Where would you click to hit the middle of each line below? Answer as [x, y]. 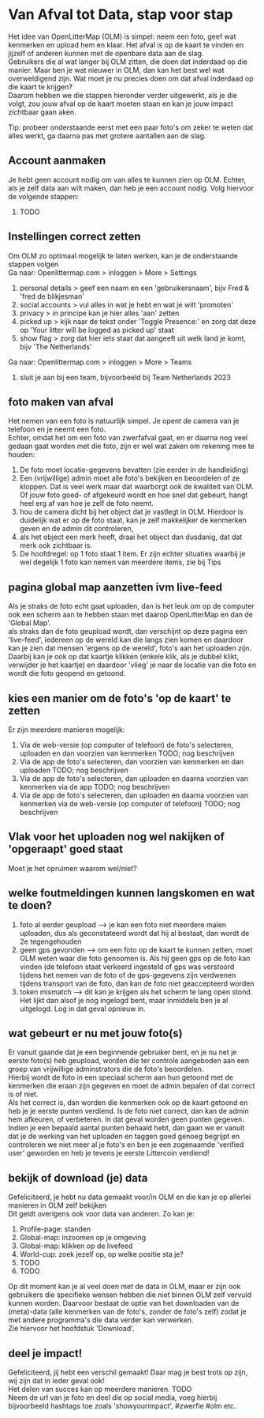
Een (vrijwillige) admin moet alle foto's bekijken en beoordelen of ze [130, 478]
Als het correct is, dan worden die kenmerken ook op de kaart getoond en [128, 1103]
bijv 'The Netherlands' [56, 346]
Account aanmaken [57, 161]
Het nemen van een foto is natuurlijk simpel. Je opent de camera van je [124, 421]
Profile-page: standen [55, 1229]
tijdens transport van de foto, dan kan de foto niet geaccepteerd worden [137, 983]
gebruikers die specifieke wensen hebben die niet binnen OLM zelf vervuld [130, 1295]
